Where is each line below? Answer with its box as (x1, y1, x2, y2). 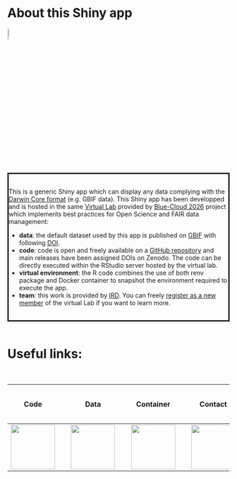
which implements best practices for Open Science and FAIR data (8, 210, 200, 218)
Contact (199, 399, 227, 409)
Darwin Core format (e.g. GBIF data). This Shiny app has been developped (8, 194, 224, 203)
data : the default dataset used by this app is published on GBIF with (18, 231, 217, 239)
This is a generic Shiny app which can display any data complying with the (8, 187, 226, 196)
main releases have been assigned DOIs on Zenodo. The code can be (18, 253, 221, 262)
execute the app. (18, 283, 68, 292)
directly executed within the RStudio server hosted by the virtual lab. (18, 261, 218, 269)
